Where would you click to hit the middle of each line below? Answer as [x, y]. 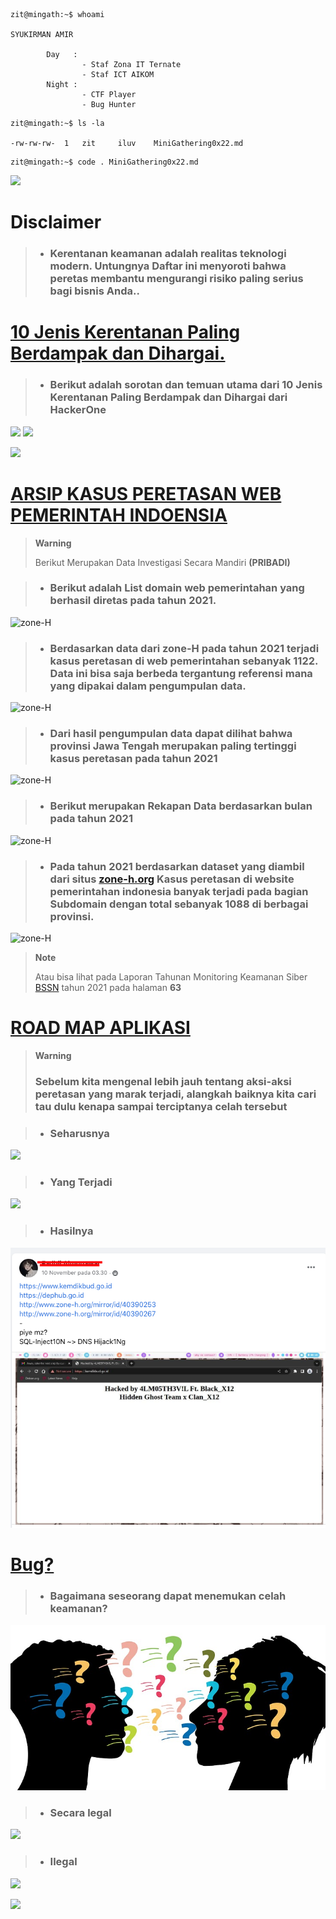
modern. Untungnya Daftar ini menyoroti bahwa [168, 266]
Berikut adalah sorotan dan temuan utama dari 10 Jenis [186, 385]
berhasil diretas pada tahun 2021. [133, 601]
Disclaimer [56, 222]
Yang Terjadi [81, 1182]
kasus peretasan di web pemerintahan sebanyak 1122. [183, 661]
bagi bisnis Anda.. [94, 291]
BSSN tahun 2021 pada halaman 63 [108, 988]
